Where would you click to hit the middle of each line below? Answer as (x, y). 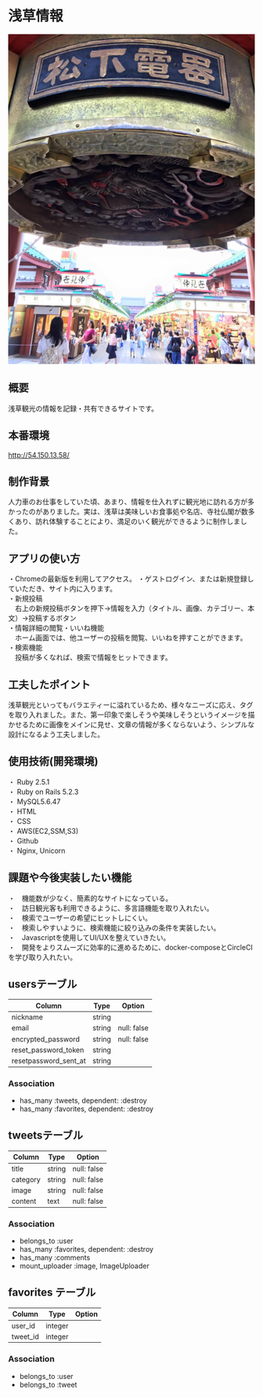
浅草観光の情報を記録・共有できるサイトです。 (83, 408)
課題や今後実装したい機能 (70, 878)
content (24, 1201)
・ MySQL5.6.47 (34, 801)
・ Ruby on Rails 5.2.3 (43, 792)
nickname (27, 1017)
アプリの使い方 (44, 558)
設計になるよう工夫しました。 (56, 734)
